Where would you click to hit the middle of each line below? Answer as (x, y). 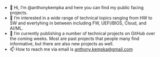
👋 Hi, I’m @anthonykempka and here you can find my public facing (77, 8)
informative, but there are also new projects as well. (61, 44)
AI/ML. (16, 28)
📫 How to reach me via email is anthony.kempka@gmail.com (71, 49)
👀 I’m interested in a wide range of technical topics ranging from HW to (81, 18)
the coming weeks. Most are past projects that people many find (74, 38)
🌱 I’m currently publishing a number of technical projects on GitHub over (82, 33)
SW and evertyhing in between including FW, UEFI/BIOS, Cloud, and (78, 23)
